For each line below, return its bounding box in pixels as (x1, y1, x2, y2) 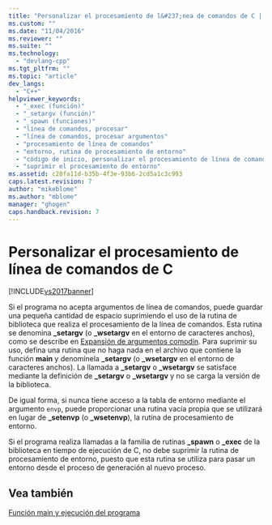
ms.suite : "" (8, 42, 53, 50)
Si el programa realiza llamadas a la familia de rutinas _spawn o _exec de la (8, 437, 261, 446)
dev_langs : (8, 79, 45, 87)
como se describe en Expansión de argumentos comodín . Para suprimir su (8, 337, 257, 347)
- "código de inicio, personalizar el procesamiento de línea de (15, 155, 241, 163)
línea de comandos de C (8, 260, 174, 278)
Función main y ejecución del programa (8, 508, 140, 518)
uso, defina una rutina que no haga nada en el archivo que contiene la (8, 345, 241, 355)
